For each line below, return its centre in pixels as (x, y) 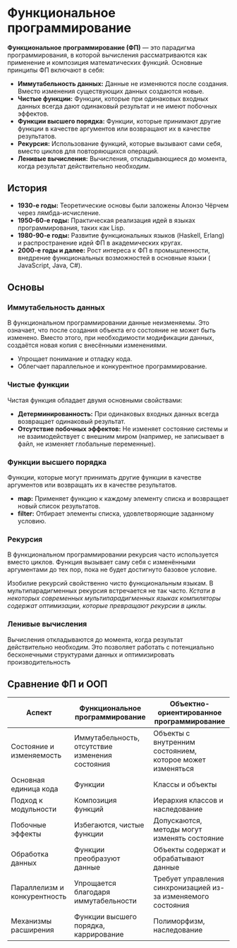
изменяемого (186, 897)
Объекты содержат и (189, 850)
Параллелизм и (38, 888)
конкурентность (39, 897)
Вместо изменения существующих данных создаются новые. (111, 91)
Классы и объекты (185, 784)
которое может (179, 760)
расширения (32, 930)
